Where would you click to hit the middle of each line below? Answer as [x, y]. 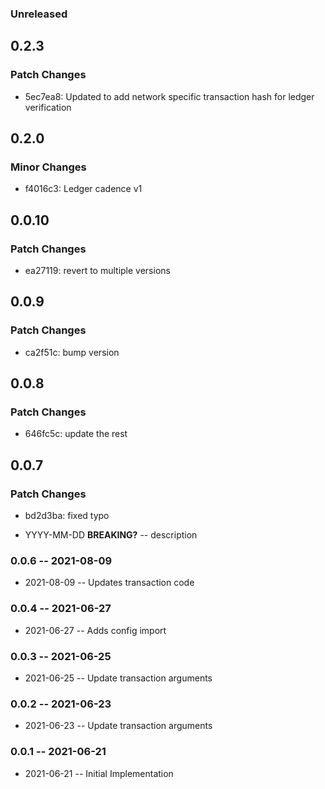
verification [48, 107]
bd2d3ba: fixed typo [67, 516]
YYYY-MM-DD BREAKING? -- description [111, 535]
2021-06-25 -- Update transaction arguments [118, 678]
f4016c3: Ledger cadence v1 [83, 189]
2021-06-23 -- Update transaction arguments [118, 726]
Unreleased [39, 14]
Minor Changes [48, 167]
